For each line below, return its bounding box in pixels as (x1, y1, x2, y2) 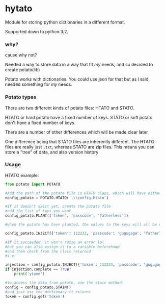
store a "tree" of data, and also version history (5, 149, 99, 155)
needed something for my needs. (5, 81, 72, 87)
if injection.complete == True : (5, 267, 71, 272)
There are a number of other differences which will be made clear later (5, 129, 148, 135)
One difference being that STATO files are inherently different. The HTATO (5, 138, 155, 145)
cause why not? (5, 52, 37, 58)
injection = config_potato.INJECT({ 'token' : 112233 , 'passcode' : (5, 262, 141, 267)
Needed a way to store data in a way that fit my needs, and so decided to (5, 62, 153, 68)
